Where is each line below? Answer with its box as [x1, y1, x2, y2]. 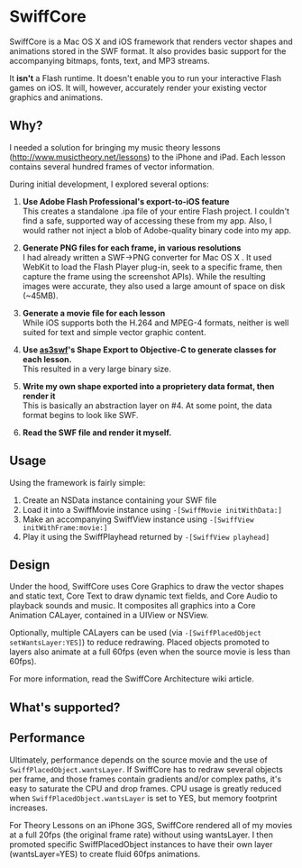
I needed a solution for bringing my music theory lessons [9, 142, 221, 152]
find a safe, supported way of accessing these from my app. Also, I [22, 215, 272, 226]
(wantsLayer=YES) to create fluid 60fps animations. [9, 848, 201, 859]
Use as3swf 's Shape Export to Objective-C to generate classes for [22, 344, 277, 355]
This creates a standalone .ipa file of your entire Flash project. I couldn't [22, 206, 290, 216]
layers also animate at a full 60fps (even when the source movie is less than [9, 646, 291, 657]
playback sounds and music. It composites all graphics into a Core [9, 600, 256, 611]
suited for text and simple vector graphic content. [22, 326, 206, 337]
